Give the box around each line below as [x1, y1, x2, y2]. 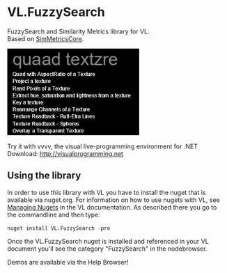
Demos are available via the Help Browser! [7, 258, 129, 266]
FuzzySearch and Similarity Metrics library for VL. [7, 27, 150, 36]
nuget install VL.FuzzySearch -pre [7, 224, 111, 232]
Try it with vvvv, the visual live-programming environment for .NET [7, 142, 198, 150]
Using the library [7, 170, 81, 182]
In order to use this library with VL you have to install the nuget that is [7, 188, 207, 196]
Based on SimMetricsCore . [7, 34, 84, 42]
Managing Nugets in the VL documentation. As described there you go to [7, 203, 217, 211]
